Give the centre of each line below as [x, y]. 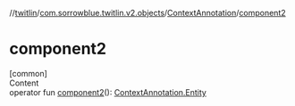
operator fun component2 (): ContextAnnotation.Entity [108, 92]
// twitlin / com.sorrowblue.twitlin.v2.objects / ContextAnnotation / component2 [147, 13]
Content [24, 83]
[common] [28, 73]
